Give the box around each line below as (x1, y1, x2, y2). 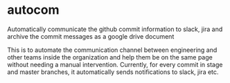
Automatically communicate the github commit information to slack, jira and (7, 25, 223, 33)
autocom (7, 2, 60, 18)
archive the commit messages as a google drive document (7, 32, 175, 40)
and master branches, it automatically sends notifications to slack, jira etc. (7, 68, 219, 76)
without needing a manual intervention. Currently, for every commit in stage (7, 60, 223, 68)
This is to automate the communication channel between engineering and (7, 46, 218, 54)
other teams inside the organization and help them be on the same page (7, 53, 213, 61)
